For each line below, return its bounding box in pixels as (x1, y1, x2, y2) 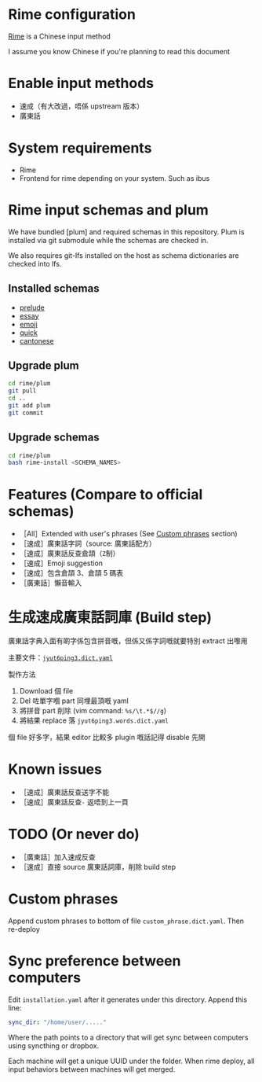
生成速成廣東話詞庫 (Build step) (8, 609, 213, 627)
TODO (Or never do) (8, 826, 140, 843)
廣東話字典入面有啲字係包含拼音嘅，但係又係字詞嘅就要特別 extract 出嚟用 (8, 636, 248, 646)
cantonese (19, 336, 54, 345)
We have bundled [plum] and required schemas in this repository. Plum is (8, 226, 245, 237)
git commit (8, 409, 44, 417)
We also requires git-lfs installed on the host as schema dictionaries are (8, 250, 239, 260)
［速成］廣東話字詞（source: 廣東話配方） (19, 539, 157, 548)
